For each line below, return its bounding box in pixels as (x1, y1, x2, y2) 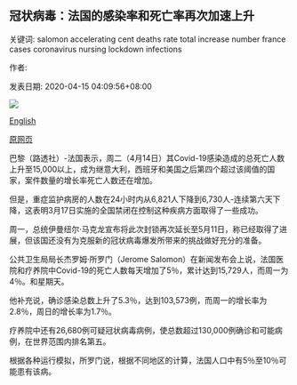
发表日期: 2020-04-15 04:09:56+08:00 (9, 81, 153, 92)
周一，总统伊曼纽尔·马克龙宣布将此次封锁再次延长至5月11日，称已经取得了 (9, 223, 280, 234)
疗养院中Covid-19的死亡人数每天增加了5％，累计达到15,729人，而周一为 (24, 265, 289, 276)
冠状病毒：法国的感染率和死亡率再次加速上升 (9, 8, 255, 24)
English (9, 115, 36, 126)
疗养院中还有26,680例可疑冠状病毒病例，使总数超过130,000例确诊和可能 (9, 325, 276, 335)
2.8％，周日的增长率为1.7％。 (9, 306, 117, 317)
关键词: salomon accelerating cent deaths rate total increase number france (9, 34, 286, 44)
